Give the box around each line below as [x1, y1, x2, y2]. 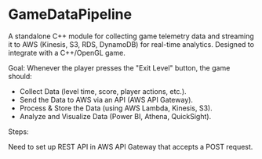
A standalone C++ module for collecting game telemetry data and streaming [8, 31, 254, 41]
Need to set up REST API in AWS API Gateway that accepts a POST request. [8, 142, 253, 151]
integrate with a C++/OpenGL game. [8, 48, 126, 57]
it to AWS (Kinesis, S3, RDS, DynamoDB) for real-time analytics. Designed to [8, 39, 255, 49]
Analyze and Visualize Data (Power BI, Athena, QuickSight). [19, 111, 212, 121]
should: [8, 71, 33, 81]
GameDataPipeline [8, 5, 132, 23]
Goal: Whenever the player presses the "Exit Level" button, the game [8, 63, 231, 72]
